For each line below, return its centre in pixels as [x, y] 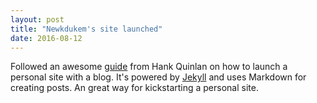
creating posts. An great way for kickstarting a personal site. [134, 88]
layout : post [37, 19]
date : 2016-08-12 [46, 38]
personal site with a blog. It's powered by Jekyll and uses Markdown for [158, 77]
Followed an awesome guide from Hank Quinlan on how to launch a [149, 67]
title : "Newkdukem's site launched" [86, 29]
